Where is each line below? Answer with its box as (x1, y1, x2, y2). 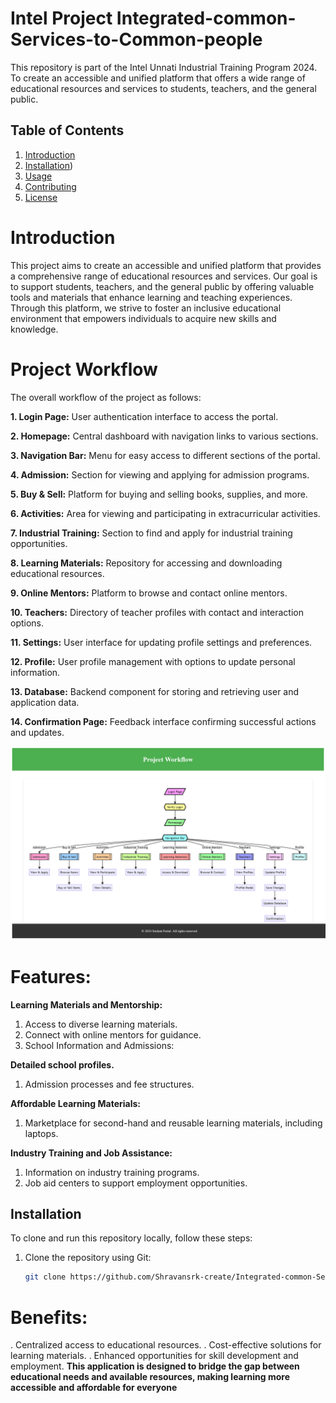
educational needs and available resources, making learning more (10, 1371, 290, 1383)
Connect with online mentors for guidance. (24, 1028, 202, 1041)
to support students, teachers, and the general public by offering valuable (10, 280, 315, 292)
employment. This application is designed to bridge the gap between (10, 1360, 300, 1372)
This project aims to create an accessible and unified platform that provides (10, 259, 322, 271)
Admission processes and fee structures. (24, 1078, 195, 1090)
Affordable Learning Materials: (10, 1097, 141, 1109)
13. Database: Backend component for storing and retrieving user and (10, 685, 300, 697)
